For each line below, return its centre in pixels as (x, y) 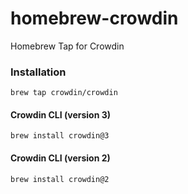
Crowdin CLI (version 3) (61, 114)
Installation (38, 72)
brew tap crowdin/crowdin (64, 93)
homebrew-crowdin (94, 18)
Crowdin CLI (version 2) (60, 158)
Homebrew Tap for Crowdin (67, 46)
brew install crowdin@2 (60, 179)
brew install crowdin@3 (60, 136)
